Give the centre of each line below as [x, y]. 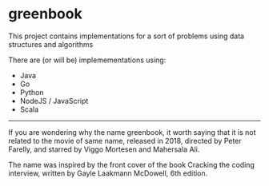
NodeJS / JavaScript [54, 101]
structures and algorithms [51, 44]
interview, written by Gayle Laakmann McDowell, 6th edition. [108, 173]
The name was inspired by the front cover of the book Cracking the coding [131, 164]
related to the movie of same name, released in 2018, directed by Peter [125, 140]
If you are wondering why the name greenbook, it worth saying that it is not [132, 132]
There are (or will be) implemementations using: [87, 60]
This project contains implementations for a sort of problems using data [126, 36]
